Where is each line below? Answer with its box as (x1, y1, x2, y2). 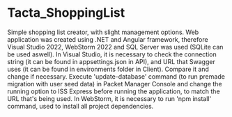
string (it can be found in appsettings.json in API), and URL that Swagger (7, 57, 216, 65)
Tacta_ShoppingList (7, 5, 125, 21)
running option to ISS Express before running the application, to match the (7, 87, 221, 95)
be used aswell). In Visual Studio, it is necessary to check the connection (7, 50, 217, 58)
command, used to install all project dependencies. (7, 102, 154, 110)
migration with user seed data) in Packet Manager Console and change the (7, 79, 222, 88)
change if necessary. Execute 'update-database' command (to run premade (7, 72, 225, 81)
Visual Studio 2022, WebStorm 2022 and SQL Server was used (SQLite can (7, 42, 224, 51)
